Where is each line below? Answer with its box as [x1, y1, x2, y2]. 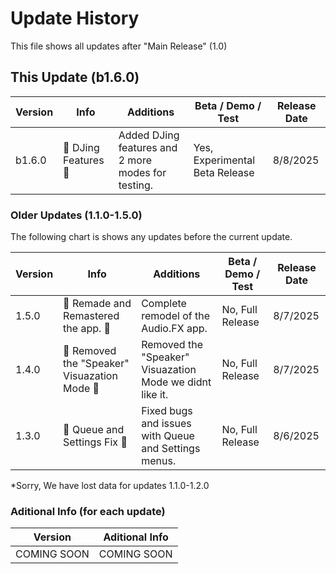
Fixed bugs [141, 404, 193, 418]
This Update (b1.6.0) [10, 69, 140, 86]
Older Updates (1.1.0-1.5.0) [10, 208, 143, 222]
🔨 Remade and [63, 297, 132, 311]
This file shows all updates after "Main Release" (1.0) [10, 40, 228, 52]
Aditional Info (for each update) [10, 504, 166, 518]
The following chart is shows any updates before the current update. [10, 231, 293, 243]
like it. [141, 388, 169, 402]
